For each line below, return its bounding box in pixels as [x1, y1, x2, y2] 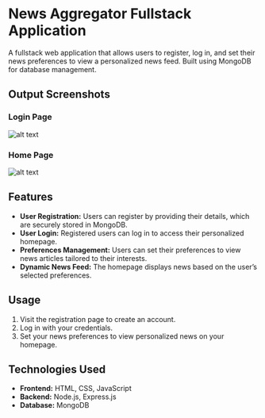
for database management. [8, 64, 97, 74]
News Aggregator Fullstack [8, 5, 192, 23]
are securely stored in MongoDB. [19, 220, 129, 229]
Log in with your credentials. [19, 323, 113, 332]
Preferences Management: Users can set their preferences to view [19, 245, 241, 255]
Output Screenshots [8, 88, 111, 102]
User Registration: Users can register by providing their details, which [19, 211, 250, 221]
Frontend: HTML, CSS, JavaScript [19, 384, 132, 393]
